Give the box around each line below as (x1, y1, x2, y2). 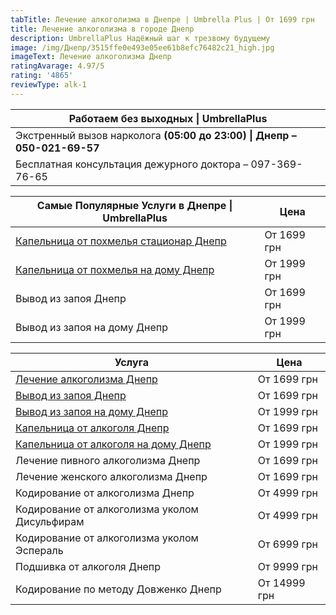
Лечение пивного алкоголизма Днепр (15, 453, 201, 467)
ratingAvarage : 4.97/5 (10, 61, 105, 71)
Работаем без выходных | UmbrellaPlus (68, 111, 268, 125)
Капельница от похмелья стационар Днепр (15, 234, 227, 248)
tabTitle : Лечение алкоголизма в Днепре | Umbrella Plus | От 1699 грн (10, 14, 315, 25)
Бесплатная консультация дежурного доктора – (15, 157, 249, 171)
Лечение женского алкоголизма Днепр (15, 469, 208, 483)
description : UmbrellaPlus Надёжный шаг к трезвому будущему (10, 33, 271, 43)
